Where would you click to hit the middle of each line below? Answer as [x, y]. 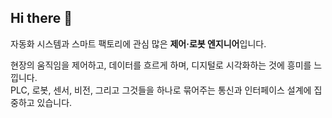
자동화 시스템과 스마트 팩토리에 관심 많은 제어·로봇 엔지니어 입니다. [138, 43]
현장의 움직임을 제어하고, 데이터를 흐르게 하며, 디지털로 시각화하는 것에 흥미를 [161, 65]
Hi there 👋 [41, 18]
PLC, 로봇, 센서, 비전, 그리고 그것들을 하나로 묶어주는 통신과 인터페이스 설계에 [161, 90]
